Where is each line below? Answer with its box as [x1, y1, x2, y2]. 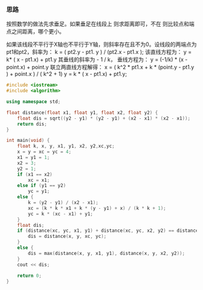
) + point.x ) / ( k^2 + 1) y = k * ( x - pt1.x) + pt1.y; [6, 70, 127, 78]
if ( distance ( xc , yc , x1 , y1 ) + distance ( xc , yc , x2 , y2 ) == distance [17, 228, 199, 234]
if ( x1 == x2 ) [17, 171, 53, 177]
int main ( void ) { [6, 138, 50, 144]
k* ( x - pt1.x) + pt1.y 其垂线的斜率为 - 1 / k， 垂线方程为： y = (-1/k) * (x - [6, 56, 188, 63]
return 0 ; [17, 273, 42, 279]
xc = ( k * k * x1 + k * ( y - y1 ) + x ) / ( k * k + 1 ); [28, 205, 166, 211]
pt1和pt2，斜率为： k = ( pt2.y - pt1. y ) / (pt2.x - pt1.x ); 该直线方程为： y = [6, 49, 192, 56]
